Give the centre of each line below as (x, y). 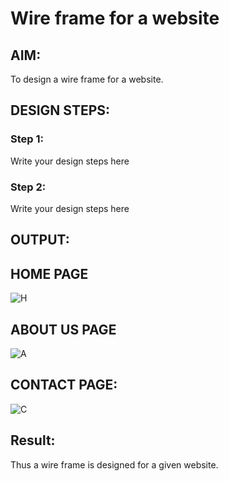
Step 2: (28, 187)
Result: (33, 440)
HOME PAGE (49, 273)
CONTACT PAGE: (64, 385)
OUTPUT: (40, 240)
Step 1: (27, 139)
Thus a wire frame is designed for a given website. (114, 464)
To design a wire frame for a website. (87, 79)
